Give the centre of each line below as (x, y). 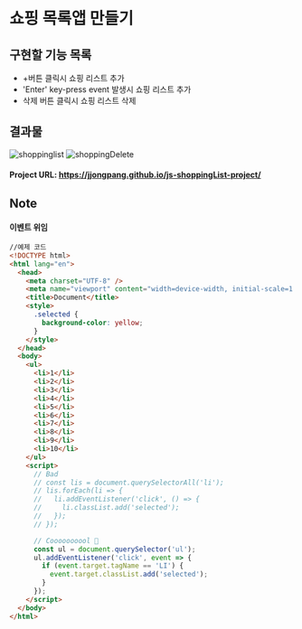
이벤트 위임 (28, 228)
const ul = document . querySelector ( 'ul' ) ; (114, 549)
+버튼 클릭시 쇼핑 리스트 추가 (73, 78)
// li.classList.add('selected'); (106, 508)
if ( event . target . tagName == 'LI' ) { (113, 566)
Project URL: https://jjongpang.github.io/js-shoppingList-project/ (135, 175)
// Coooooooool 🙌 (66, 540)
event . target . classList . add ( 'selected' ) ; (128, 575)
